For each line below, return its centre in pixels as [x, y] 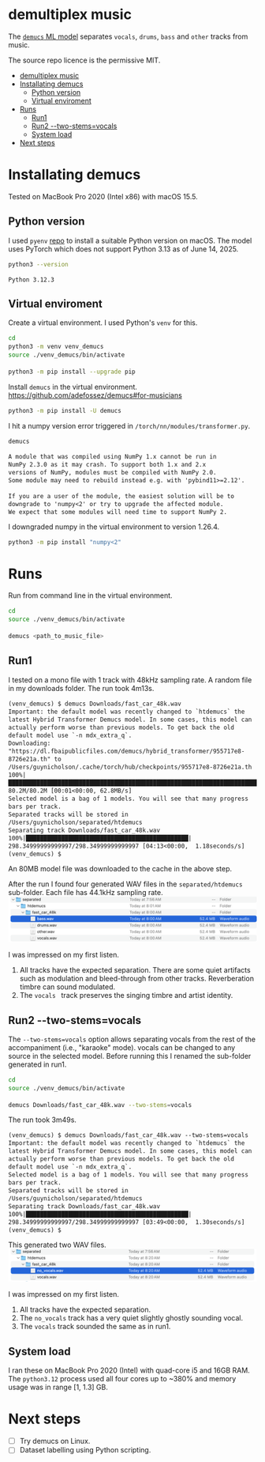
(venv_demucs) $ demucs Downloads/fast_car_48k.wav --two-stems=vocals [128, 1135]
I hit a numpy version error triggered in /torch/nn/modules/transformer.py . [129, 425]
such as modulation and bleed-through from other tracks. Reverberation [137, 979]
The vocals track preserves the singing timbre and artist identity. [126, 995]
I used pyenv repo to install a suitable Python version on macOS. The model [130, 240]
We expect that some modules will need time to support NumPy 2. [118, 512]
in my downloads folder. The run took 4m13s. [81, 688]
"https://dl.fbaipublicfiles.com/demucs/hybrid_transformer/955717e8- [127, 751]
